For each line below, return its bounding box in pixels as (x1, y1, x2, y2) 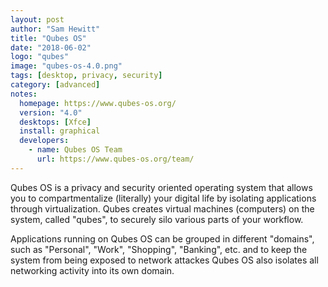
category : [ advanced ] (10, 80, 101, 90)
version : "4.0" (19, 107, 83, 118)
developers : (19, 136, 70, 146)
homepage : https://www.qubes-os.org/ (19, 98, 177, 108)
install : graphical (19, 126, 101, 136)
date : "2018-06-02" (10, 42, 92, 53)
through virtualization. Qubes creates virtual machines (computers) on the (10, 202, 315, 215)
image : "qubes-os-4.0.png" (10, 61, 123, 71)
